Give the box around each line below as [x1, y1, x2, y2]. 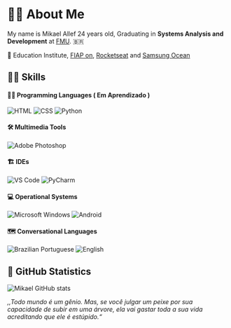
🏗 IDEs [7, 158, 29, 166]
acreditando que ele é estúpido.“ [7, 313, 103, 321]
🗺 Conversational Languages [7, 227, 98, 235]
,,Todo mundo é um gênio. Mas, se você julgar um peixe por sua [7, 298, 193, 306]
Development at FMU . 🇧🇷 [7, 36, 84, 45]
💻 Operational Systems [7, 192, 78, 200]
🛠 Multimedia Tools [7, 123, 66, 132]
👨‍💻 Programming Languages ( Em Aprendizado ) [7, 90, 150, 99]
